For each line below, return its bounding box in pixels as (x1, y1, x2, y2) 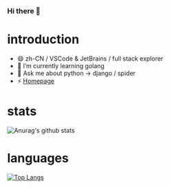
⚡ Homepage (17, 76, 55, 85)
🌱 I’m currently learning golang (17, 61, 105, 70)
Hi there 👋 (7, 6, 41, 16)
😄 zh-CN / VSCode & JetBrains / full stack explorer (17, 54, 164, 63)
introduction (7, 32, 80, 48)
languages (7, 150, 69, 166)
